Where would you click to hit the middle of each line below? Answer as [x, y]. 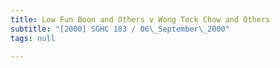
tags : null [33, 38]
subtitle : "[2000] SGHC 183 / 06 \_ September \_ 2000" [120, 29]
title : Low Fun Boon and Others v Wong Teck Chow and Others [140, 19]
